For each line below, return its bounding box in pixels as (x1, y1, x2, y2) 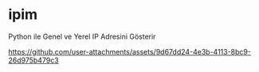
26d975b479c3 (8, 55, 60, 65)
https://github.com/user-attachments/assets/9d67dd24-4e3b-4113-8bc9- (8, 47, 251, 56)
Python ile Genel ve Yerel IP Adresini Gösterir (8, 32, 156, 41)
